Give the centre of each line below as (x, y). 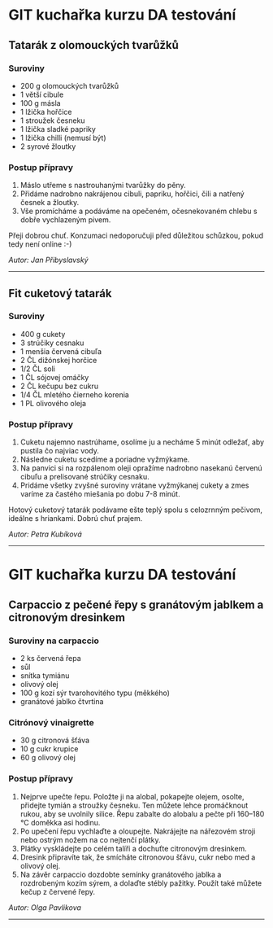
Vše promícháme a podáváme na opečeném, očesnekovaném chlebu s (139, 211)
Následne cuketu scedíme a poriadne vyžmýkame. (105, 460)
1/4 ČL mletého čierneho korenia (75, 394)
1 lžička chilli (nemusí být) (63, 138)
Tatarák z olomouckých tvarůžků (93, 45)
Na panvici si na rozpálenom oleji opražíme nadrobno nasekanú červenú (141, 468)
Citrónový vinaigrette (52, 722)
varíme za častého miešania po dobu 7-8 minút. (100, 494)
